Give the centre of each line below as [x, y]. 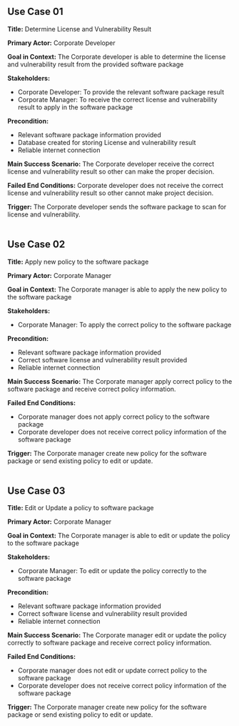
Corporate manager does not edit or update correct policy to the [112, 670]
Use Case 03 [36, 491]
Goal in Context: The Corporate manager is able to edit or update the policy [119, 536]
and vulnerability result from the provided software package [96, 64]
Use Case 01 [35, 12]
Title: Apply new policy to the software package [78, 262]
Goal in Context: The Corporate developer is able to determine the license [117, 56]
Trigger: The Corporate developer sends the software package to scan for [117, 207]
